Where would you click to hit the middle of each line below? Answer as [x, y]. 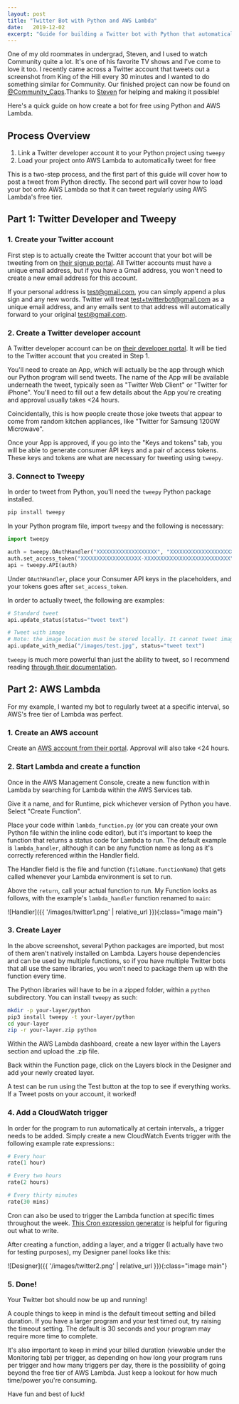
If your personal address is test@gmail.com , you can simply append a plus [117, 291]
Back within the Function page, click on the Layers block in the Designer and [119, 1065]
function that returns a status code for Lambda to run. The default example [117, 840]
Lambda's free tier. [35, 197]
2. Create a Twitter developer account [74, 333]
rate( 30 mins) [28, 1202]
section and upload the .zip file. [53, 1051]
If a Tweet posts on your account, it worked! [72, 1094]
